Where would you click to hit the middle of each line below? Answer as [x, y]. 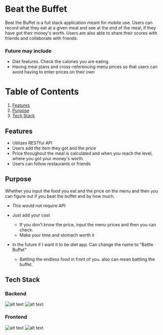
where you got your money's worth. [48, 158]
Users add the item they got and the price [54, 148]
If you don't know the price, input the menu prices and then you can [88, 224]
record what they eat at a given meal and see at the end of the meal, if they [81, 27]
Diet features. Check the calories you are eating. [61, 62]
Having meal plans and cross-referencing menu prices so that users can [85, 67]
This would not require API [39, 205]
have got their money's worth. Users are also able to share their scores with [81, 33]
